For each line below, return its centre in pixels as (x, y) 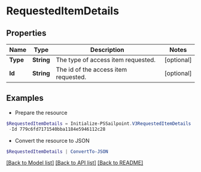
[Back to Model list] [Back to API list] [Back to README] (75, 163)
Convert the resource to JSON (52, 140)
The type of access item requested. (106, 60)
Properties (26, 33)
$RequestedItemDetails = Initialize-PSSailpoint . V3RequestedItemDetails (99, 124)
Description (107, 50)
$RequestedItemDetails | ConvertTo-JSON (57, 151)
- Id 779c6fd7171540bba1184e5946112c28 (57, 129)
